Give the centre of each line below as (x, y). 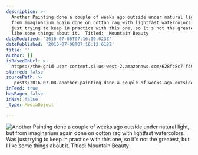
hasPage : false (25, 94)
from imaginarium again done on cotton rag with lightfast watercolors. (103, 22)
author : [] (19, 55)
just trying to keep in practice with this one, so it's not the (93, 28)
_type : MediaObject (30, 105)
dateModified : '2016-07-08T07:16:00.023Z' (59, 39)
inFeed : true (22, 88)
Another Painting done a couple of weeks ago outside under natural (97, 17)
